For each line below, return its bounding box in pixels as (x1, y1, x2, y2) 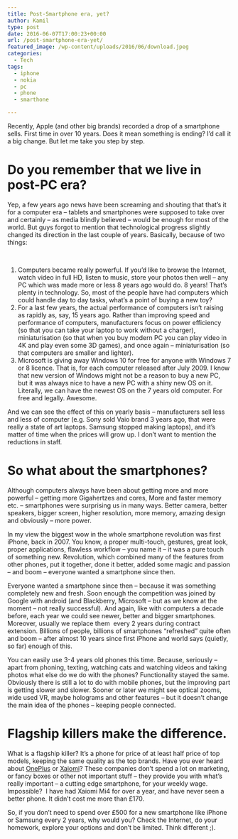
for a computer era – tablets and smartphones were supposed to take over (7, 207, 225, 216)
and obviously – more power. (7, 516, 92, 525)
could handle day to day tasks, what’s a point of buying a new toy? (17, 295, 213, 304)
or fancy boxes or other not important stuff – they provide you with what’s (7, 772, 222, 780)
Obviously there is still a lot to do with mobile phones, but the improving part (7, 678, 231, 686)
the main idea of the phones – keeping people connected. (7, 701, 176, 709)
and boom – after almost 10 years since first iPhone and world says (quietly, (7, 634, 229, 642)
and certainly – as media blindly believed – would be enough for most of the (7, 215, 229, 224)
